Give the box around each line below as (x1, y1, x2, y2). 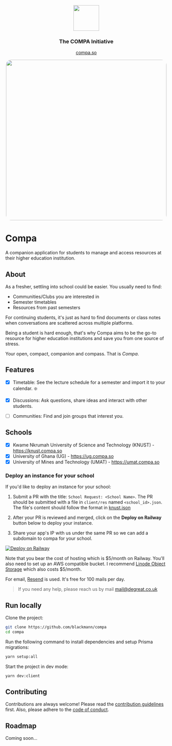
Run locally (5, 601, 42, 610)
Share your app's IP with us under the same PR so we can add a (12, 530, 148, 536)
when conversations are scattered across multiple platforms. (5, 320, 133, 326)
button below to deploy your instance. (12, 520, 93, 526)
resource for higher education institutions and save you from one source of (5, 335, 164, 342)
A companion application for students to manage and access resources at (5, 250, 162, 256)
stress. (5, 341, 20, 347)
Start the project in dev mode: (5, 663, 68, 669)
